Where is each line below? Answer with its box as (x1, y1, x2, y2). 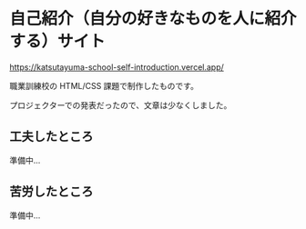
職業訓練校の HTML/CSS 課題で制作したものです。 (9, 80, 199, 91)
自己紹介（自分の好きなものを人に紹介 (9, 8, 298, 29)
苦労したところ (9, 184, 94, 200)
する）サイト (9, 31, 107, 52)
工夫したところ (9, 129, 94, 144)
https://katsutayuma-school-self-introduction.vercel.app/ (9, 61, 225, 73)
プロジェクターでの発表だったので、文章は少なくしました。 (9, 99, 232, 110)
